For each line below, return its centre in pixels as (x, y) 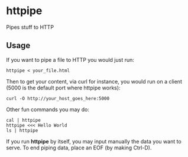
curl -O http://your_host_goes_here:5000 (58, 98)
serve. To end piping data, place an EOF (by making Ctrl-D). (79, 148)
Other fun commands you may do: (48, 109)
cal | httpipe (24, 120)
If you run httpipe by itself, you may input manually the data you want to (94, 141)
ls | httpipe (22, 131)
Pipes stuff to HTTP (30, 27)
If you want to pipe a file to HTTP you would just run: (70, 59)
